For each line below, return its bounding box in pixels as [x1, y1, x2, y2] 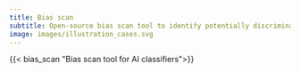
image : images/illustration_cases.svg [9, 29, 154, 38]
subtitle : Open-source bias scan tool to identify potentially [9, 21, 250, 30]
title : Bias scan [9, 12, 74, 22]
